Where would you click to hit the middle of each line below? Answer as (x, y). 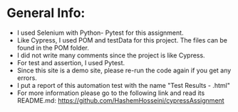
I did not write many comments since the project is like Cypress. (111, 55)
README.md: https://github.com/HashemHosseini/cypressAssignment (121, 100)
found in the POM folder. (53, 47)
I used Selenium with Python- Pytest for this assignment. (100, 33)
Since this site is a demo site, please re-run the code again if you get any (124, 70)
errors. (27, 78)
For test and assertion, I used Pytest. (71, 62)
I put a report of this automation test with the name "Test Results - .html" (124, 85)
